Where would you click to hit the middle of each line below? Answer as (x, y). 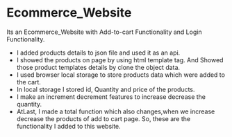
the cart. (28, 82)
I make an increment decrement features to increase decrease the (111, 97)
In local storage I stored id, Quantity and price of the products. (106, 89)
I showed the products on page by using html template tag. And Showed (120, 60)
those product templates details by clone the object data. (98, 67)
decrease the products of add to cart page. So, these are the (103, 118)
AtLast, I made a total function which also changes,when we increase (116, 111)
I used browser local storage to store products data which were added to (121, 75)
